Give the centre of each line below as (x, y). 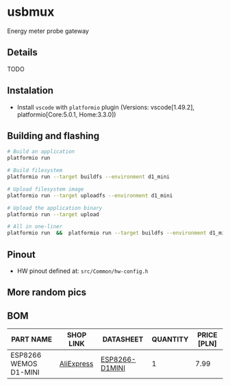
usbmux (31, 12)
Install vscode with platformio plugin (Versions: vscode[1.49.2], (106, 107)
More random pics (47, 292)
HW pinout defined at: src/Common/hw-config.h (82, 271)
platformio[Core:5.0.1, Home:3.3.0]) (66, 114)
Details (22, 52)
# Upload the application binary (55, 208)
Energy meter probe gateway (48, 31)
